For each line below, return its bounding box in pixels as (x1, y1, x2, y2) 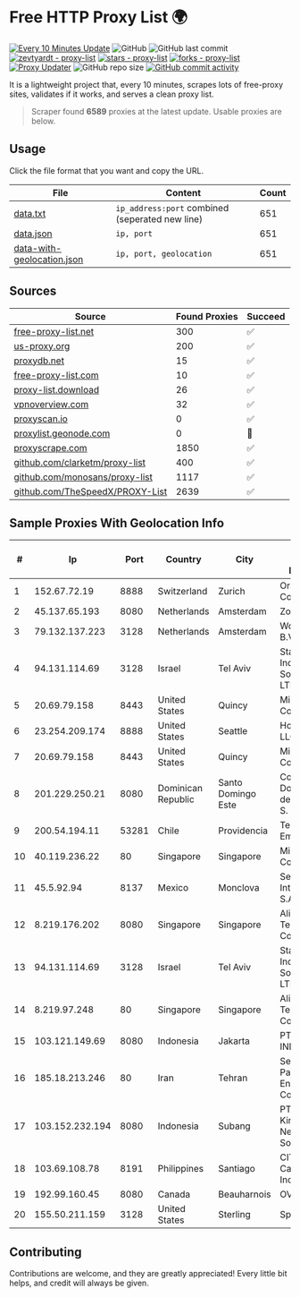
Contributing (9, 1244, 82, 1259)
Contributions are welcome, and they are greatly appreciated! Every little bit (9, 1268, 287, 1279)
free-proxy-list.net (13, 325, 95, 337)
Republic (157, 793, 195, 806)
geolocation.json (13, 252, 84, 265)
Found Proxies (175, 310, 238, 322)
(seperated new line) (115, 212, 204, 225)
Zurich (218, 585, 246, 598)
